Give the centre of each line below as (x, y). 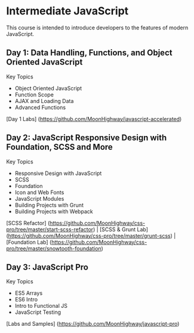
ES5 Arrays (29, 293)
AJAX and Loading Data (44, 101)
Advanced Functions (40, 107)
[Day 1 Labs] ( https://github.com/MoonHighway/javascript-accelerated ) (94, 119)
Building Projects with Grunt (49, 205)
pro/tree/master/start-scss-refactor (50, 229)
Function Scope (34, 95)
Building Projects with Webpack (54, 211)
